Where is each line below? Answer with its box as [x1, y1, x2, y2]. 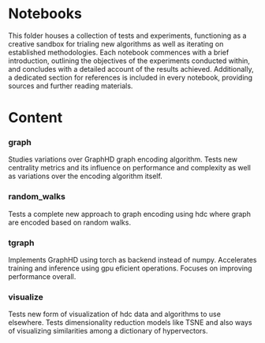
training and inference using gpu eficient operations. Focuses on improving [8, 263, 252, 273]
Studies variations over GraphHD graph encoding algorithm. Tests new [8, 155, 238, 164]
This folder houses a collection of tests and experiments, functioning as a [8, 31, 247, 40]
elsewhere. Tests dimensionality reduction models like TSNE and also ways [8, 318, 252, 327]
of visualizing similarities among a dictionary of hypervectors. [8, 326, 208, 336]
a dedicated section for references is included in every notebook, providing [8, 73, 253, 82]
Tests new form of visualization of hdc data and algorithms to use [8, 309, 221, 319]
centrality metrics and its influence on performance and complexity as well [8, 163, 251, 173]
